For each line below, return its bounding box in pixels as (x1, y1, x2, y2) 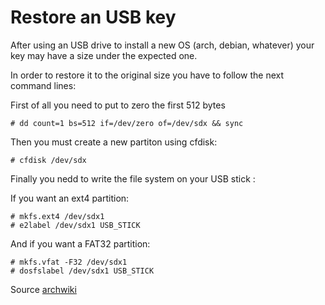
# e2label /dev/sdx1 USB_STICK (10, 220, 141, 230)
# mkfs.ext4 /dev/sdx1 (10, 211, 105, 221)
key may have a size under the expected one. (10, 49, 198, 61)
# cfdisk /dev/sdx (10, 155, 87, 165)
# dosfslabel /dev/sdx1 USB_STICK (10, 266, 155, 276)
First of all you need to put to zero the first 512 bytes (10, 99, 226, 111)
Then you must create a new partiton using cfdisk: (10, 136, 218, 148)
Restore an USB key (10, 6, 177, 29)
